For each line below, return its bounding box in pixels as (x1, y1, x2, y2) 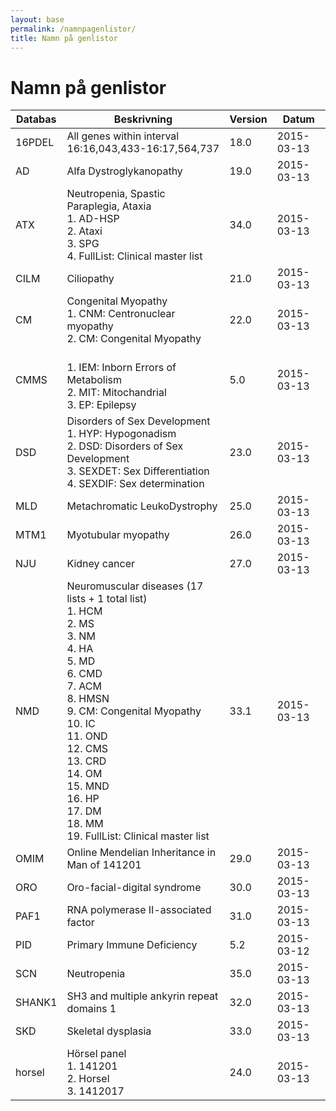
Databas (15, 112, 57, 126)
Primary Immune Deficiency (66, 938, 198, 952)
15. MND (66, 779, 110, 793)
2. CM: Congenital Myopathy (66, 332, 202, 346)
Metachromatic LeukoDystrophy (66, 499, 218, 513)
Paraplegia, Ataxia (66, 199, 152, 213)
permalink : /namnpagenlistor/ (10, 24, 137, 34)
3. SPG (66, 237, 100, 251)
